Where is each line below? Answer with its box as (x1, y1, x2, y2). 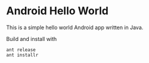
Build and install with (6, 35, 57, 42)
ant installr (6, 52, 39, 58)
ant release (6, 46, 36, 53)
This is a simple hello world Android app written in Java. (6, 24, 144, 31)
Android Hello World (6, 4, 109, 18)
